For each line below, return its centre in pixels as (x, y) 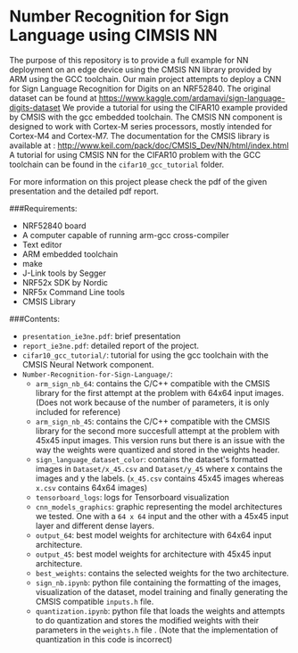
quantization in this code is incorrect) (104, 639)
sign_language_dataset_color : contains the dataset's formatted (152, 459)
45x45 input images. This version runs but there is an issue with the (160, 440)
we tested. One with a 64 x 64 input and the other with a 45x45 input (162, 516)
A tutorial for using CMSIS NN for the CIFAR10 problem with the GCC (135, 154)
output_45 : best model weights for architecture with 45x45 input (153, 554)
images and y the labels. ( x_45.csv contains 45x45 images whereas (160, 478)
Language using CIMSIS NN (113, 35)
